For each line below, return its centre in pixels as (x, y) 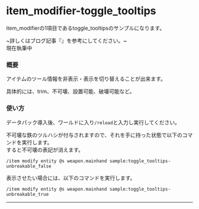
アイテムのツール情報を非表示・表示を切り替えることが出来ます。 (86, 79)
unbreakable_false (29, 166)
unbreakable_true (28, 194)
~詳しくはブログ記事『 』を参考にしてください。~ (67, 40)
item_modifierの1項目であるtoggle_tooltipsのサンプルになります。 (86, 28)
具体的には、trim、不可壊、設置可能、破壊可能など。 (70, 91)
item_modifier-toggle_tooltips (81, 11)
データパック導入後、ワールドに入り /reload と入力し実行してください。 (93, 122)
